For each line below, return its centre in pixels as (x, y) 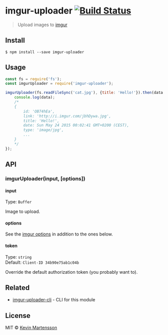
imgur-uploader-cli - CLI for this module (54, 300)
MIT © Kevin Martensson (31, 328)
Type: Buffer (18, 202)
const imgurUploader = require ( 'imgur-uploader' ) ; (59, 84)
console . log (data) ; (35, 97)
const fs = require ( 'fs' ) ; (33, 79)
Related (18, 288)
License (18, 316)
